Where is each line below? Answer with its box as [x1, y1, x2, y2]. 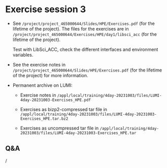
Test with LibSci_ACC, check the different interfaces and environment [12, 46, 158, 52]
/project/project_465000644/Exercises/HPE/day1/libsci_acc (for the [12, 31, 157, 37]
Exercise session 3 [5, 4, 86, 15]
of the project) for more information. [12, 72, 88, 78]
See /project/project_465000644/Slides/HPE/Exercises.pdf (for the [12, 20, 155, 26]
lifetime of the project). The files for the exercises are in [12, 25, 129, 31]
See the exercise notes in [12, 61, 66, 68]
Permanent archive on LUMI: [12, 82, 73, 88]
